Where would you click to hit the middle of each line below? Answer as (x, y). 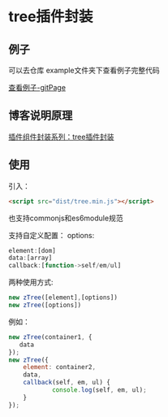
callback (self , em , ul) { (67, 383)
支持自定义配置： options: (52, 235)
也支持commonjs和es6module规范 (66, 218)
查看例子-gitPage (37, 87)
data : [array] (30, 258)
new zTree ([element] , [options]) (63, 298)
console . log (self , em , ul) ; (99, 390)
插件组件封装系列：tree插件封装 (61, 137)
